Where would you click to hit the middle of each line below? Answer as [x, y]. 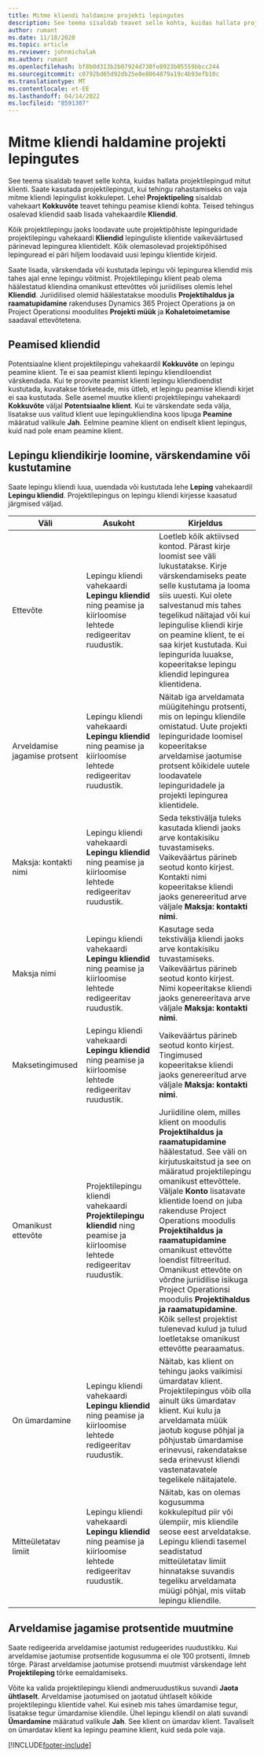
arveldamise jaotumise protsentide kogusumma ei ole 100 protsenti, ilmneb [129, 1655]
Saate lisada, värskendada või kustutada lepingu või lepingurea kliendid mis [130, 270]
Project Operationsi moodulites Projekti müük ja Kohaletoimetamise [119, 312]
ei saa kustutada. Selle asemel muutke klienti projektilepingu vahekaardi [125, 397]
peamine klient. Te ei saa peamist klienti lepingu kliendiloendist [110, 372]
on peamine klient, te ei [202, 635]
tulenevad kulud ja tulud [203, 1329]
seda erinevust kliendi [199, 1459]
